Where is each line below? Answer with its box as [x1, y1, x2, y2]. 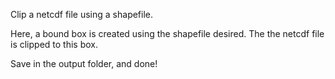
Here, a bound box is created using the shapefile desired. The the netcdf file [10, 28, 325, 39]
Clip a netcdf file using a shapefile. [10, 9, 154, 20]
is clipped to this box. [10, 39, 98, 50]
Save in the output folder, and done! [10, 58, 158, 69]
